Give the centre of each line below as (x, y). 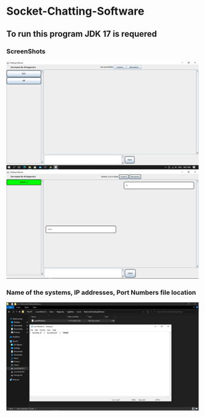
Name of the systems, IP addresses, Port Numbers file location (101, 292)
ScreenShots (26, 51)
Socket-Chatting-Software (75, 11)
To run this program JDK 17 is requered (82, 34)
